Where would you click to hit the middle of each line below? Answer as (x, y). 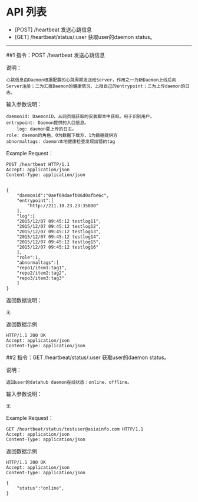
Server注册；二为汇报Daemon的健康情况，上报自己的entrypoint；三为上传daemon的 (96, 86)
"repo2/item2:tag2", (42, 273)
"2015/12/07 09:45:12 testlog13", (59, 232)
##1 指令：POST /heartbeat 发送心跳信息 (55, 55)
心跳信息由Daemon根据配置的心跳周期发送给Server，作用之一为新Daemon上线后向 (91, 80)
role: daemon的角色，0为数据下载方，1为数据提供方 (62, 135)
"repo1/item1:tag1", (42, 268)
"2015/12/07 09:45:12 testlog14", (59, 237)
